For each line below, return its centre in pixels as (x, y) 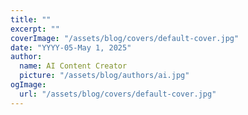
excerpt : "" (35, 29)
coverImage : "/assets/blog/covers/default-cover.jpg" (125, 38)
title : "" (31, 19)
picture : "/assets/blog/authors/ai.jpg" (104, 76)
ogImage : (28, 85)
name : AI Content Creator (73, 66)
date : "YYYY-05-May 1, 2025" (71, 47)
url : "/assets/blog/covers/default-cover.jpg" (118, 94)
